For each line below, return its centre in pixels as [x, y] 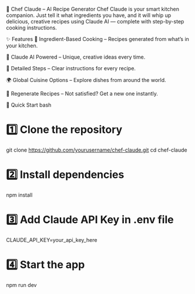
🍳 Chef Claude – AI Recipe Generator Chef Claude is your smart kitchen [93, 9]
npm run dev [21, 285]
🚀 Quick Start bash [29, 105]
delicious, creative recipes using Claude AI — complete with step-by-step [95, 21]
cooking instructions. [31, 28]
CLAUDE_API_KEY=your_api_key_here [52, 240]
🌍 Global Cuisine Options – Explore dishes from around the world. [86, 80]
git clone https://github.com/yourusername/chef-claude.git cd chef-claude [97, 150]
